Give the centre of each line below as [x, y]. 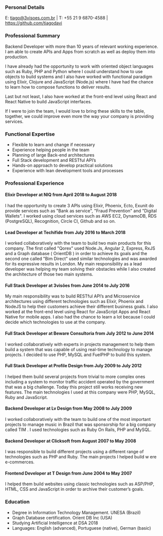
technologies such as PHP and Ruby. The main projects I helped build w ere [81, 457]
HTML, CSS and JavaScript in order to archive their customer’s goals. [75, 489]
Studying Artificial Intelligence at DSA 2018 [55, 523]
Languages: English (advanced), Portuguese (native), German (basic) [81, 528]
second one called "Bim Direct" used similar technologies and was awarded [81, 259]
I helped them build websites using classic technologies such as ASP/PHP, [80, 484]
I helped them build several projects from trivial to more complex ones [75, 377]
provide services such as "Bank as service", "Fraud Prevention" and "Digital [81, 211]
